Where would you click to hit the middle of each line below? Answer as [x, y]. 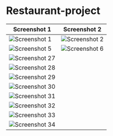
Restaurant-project [53, 11]
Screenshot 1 [32, 29]
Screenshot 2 [82, 29]
